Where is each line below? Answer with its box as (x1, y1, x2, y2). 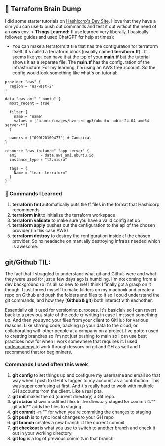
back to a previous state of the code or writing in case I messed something (5, 312, 158, 318)
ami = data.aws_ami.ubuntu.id (9, 153, 94, 158)
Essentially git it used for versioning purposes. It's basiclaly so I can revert (5, 307, 157, 312)
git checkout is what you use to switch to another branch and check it (12, 425, 156, 431)
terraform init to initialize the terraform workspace (12, 212, 115, 218)
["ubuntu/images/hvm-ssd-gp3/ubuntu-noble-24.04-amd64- (34, 118, 152, 123)
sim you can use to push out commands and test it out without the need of (5, 23, 157, 29)
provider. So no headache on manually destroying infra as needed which (12, 238, 161, 244)
